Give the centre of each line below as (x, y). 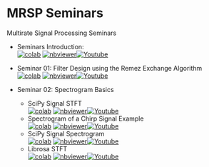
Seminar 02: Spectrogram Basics (66, 89)
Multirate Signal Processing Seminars (62, 33)
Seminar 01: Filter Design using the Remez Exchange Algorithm (109, 68)
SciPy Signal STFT (55, 103)
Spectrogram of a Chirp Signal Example (86, 118)
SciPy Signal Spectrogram (66, 133)
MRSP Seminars (55, 13)
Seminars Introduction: (50, 46)
